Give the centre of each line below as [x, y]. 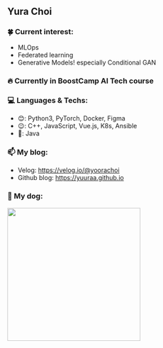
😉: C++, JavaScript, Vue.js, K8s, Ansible [77, 125]
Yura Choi [30, 12]
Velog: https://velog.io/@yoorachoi [68, 170]
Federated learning [45, 55]
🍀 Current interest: [40, 32]
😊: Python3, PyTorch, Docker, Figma [71, 118]
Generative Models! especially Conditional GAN [87, 62]
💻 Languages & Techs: [48, 100]
